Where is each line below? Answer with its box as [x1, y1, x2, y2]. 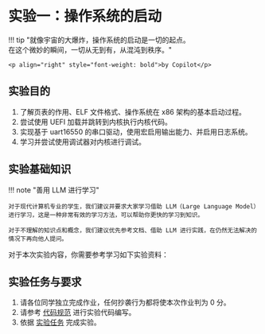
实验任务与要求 [8, 275, 82, 289]
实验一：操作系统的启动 [8, 7, 162, 25]
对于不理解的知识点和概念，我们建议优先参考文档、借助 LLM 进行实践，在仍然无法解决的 [8, 226, 257, 235]
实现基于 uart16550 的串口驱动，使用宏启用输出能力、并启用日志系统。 [19, 126, 252, 136]
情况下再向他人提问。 [8, 235, 68, 243]
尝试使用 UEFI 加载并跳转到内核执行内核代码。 [19, 117, 173, 126]
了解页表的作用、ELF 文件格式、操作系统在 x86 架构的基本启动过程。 [19, 107, 247, 116]
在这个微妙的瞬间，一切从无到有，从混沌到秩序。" [8, 45, 173, 54]
